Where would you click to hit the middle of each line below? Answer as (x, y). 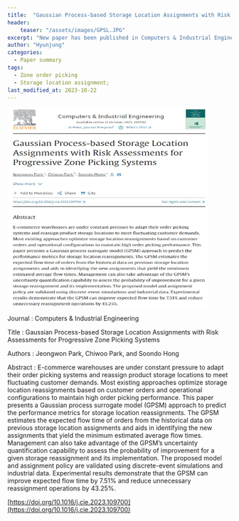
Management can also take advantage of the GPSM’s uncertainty (102, 443)
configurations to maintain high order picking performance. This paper (111, 398)
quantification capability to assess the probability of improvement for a (111, 451)
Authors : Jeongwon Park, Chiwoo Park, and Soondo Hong (93, 354)
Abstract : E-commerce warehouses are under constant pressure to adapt (116, 367)
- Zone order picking (46, 75)
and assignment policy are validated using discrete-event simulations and (115, 465)
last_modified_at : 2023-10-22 (52, 90)
